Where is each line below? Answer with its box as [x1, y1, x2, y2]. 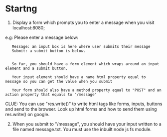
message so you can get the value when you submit [5, 79, 113, 84]
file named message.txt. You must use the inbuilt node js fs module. [12, 126, 152, 132]
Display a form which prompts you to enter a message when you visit [12, 19, 155, 25]
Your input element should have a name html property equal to [11, 74, 146, 80]
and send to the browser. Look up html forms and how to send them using [5, 106, 157, 112]
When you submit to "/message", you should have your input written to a [12, 121, 162, 127]
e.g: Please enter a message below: [5, 34, 79, 40]
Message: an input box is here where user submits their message [11, 44, 151, 49]
